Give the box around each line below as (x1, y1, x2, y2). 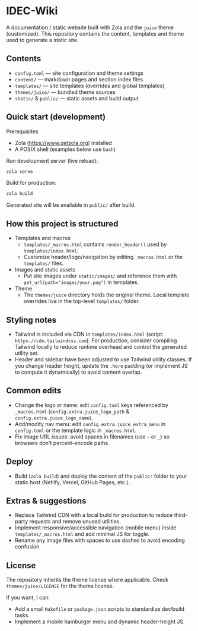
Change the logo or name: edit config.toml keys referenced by (14, 401, 169, 408)
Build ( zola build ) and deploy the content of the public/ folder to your (14, 472, 187, 479)
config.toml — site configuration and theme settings (14, 70, 143, 77)
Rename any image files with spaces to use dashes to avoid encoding (14, 537, 185, 544)
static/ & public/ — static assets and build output (14, 94, 139, 102)
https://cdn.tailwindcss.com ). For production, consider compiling (14, 337, 177, 344)
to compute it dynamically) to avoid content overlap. (14, 368, 142, 376)
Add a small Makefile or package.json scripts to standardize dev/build (14, 605, 185, 613)
